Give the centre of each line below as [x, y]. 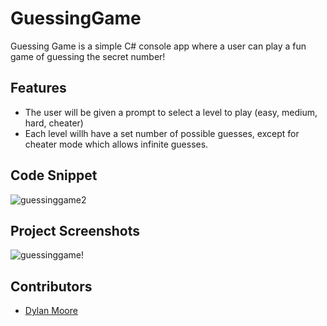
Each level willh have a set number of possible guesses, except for [162, 133]
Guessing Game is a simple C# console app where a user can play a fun [158, 46]
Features [38, 88]
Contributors [51, 286]
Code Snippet [54, 175]
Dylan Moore [51, 311]
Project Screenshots [75, 230]
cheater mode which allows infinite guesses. [116, 144]
